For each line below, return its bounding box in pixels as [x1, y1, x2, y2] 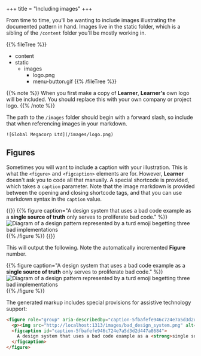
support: [6, 305, 28, 312]
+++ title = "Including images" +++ [6, 5, 93, 12]
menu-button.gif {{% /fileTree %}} [32, 78, 117, 85]
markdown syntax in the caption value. [6, 195, 102, 202]
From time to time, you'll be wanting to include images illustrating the [6, 17, 176, 23]
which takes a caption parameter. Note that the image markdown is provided [6, 182, 195, 190]
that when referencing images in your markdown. [6, 120, 127, 127]
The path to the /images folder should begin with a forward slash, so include [6, 113, 193, 121]
